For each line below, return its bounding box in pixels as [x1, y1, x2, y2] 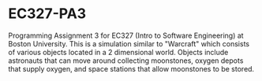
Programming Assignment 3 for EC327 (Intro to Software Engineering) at [8, 31, 244, 40]
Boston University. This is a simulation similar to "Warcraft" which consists [8, 39, 250, 48]
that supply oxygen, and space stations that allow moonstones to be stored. [8, 64, 255, 73]
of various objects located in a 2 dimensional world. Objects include [8, 47, 229, 57]
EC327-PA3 [8, 5, 87, 23]
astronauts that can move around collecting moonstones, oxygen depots [8, 56, 244, 65]
